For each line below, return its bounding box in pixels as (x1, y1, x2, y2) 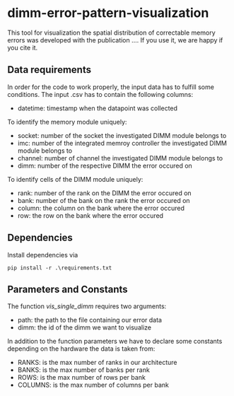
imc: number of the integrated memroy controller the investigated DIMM (17, 139, 228, 147)
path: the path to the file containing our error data (17, 316, 163, 325)
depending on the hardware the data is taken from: (7, 344, 156, 353)
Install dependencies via (7, 250, 78, 259)
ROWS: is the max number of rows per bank (17, 373, 146, 382)
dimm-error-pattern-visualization (7, 5, 209, 21)
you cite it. (7, 43, 38, 52)
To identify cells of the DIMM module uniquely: (7, 175, 144, 183)
